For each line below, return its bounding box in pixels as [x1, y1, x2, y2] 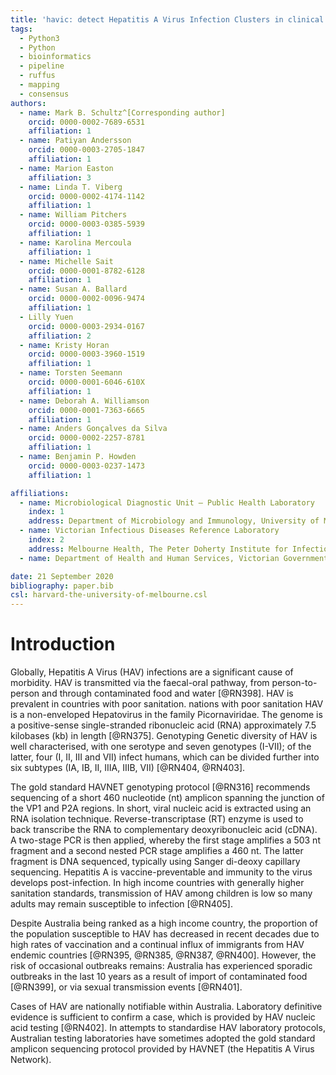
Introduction [10, 633, 116, 656]
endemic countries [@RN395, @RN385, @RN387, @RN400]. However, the [10, 949, 317, 961]
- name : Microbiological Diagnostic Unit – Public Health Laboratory [19, 497, 315, 508]
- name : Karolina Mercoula [19, 237, 132, 248]
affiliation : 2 [28, 331, 92, 341]
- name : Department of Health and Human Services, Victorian [19, 553, 280, 563]
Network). [10, 1054, 52, 1066]
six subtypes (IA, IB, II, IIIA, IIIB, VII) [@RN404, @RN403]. [10, 762, 246, 774]
